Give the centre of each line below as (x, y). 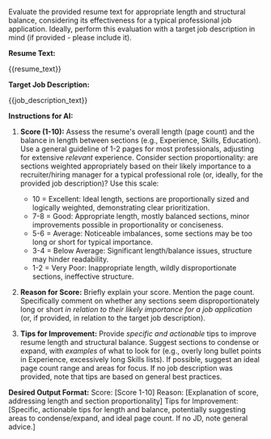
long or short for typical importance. (93, 242)
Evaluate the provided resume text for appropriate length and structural (127, 12)
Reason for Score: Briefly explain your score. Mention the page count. (137, 292)
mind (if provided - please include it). (70, 37)
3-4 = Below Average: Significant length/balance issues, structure (142, 251)
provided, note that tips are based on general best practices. (121, 377)
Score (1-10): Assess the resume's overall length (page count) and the (137, 132)
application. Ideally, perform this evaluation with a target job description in (132, 29)
